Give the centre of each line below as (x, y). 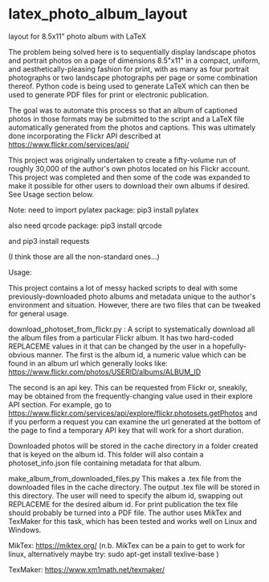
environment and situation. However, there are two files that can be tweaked (134, 305)
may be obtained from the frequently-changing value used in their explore (130, 396)
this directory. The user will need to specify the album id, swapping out (126, 495)
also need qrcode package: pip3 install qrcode (85, 225)
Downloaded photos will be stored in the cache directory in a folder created (133, 446)
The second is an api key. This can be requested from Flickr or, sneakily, (128, 387)
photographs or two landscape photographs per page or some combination (133, 77)
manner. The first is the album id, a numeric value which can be (141, 354)
